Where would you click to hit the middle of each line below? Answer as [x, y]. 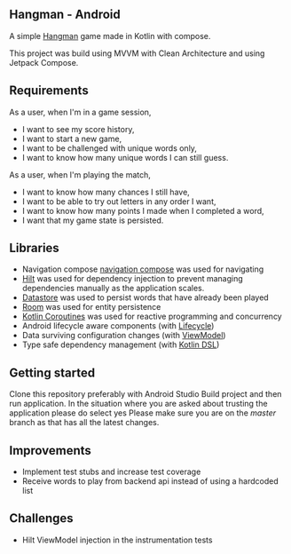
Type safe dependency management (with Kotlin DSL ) [121, 344]
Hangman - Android [65, 15]
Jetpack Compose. [44, 62]
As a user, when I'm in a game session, [80, 112]
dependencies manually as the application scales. [113, 289]
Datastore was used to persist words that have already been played [145, 297]
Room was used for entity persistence [91, 307]
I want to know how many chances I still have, [106, 192]
